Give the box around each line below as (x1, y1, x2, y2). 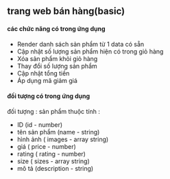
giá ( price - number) (16, 142, 77, 150)
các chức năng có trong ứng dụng (7, 24, 106, 33)
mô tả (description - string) (16, 164, 94, 172)
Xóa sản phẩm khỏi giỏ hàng (16, 54, 98, 62)
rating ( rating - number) (16, 150, 86, 158)
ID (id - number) (16, 120, 63, 129)
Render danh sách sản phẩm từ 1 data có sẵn (16, 40, 145, 48)
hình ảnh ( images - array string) (16, 135, 109, 143)
